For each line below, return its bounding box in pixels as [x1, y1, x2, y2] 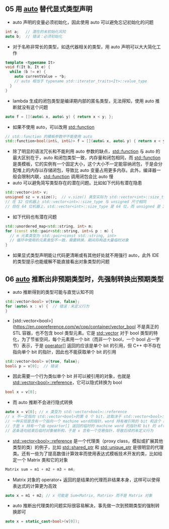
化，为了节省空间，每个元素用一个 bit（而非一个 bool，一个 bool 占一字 [12, 336, 160, 342]
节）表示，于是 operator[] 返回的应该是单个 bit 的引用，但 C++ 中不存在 [12, 342, 161, 349]
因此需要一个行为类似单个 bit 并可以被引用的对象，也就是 [12, 373, 131, 379]
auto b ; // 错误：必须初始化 [5, 34, 63, 39]
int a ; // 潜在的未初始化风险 [5, 29, 66, 34]
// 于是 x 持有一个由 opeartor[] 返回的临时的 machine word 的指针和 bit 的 [5, 423, 156, 428]
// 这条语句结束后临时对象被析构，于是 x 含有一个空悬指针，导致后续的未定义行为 [5, 428, 154, 433]
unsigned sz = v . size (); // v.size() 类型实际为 [5, 194, 108, 200]
